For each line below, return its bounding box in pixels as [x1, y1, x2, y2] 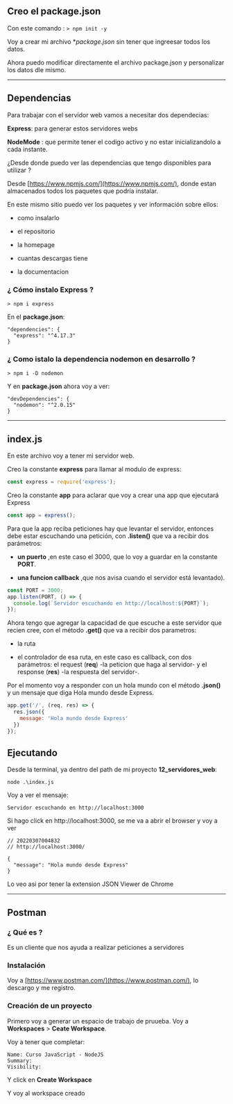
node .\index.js [7, 779, 54, 786]
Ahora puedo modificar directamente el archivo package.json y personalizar [7, 58, 225, 67]
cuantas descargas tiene [17, 253, 88, 262]
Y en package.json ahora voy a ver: [7, 382, 110, 391]
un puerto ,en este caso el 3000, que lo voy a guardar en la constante [17, 552, 218, 561]
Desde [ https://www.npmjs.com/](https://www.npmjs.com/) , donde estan [7, 179, 217, 187]
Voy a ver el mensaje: [7, 791, 69, 799]
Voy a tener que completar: [7, 1037, 85, 1046]
